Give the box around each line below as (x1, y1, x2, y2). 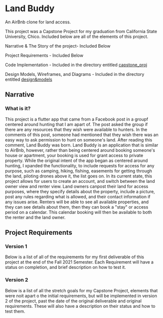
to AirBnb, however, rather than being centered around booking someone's (5, 147, 155, 153)
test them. (5, 308, 25, 314)
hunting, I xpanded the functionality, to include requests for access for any (5, 162, 155, 168)
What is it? (5, 105, 31, 112)
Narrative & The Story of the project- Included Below (5, 43, 111, 49)
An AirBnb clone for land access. (5, 19, 71, 25)
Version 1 (5, 243, 28, 249)
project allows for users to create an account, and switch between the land (5, 178, 155, 184)
